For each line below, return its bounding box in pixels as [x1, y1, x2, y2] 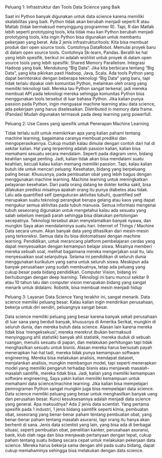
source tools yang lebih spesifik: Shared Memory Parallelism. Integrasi [5, 60, 145, 65]
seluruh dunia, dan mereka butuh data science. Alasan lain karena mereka [5, 324, 152, 330]
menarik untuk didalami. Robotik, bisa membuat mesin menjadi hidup [5, 284, 142, 290]
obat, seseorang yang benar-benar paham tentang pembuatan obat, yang [5, 411, 152, 417]
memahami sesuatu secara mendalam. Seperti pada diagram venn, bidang [5, 151, 153, 157]
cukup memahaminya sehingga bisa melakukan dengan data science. [5, 448, 144, 453]
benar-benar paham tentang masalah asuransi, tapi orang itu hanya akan [5, 417, 150, 422]
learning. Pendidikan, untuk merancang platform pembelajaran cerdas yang [5, 238, 156, 244]
